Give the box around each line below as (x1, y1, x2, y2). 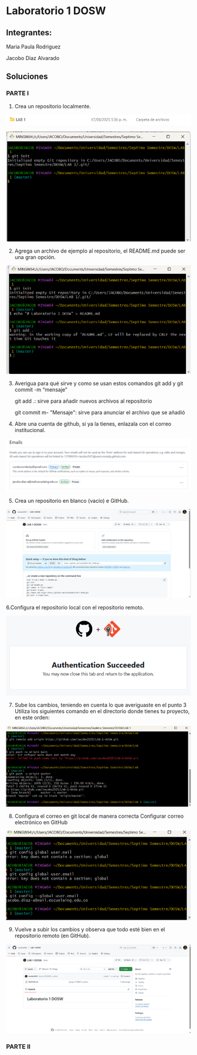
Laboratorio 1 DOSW (6, 4, 107, 18)
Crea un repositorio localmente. (14, 102, 91, 110)
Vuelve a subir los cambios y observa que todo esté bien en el (14, 925, 165, 933)
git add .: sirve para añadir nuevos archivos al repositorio (14, 397, 152, 404)
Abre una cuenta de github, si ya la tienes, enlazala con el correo (14, 420, 172, 427)
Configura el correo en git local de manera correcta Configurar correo (14, 812, 184, 820)
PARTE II (6, 1042, 31, 1050)
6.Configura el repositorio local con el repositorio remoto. (6, 604, 145, 611)
